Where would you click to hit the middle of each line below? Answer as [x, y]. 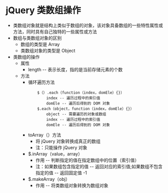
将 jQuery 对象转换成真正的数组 [68, 141]
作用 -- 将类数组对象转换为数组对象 [72, 185]
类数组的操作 [26, 57]
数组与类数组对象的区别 [37, 38]
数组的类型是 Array [40, 44]
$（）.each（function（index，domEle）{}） [81, 92]
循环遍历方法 [41, 82]
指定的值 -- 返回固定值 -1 [61, 173]
